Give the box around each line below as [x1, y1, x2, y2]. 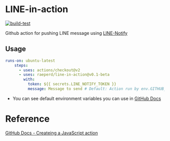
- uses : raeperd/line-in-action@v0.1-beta [18, 72, 110, 77]
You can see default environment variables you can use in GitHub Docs [12, 95, 161, 102]
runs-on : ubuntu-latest [5, 58, 56, 63]
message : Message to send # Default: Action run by [27, 86, 139, 91]
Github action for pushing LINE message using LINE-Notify [5, 30, 128, 36]
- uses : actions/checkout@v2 [18, 67, 80, 73]
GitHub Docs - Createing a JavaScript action [5, 130, 98, 136]
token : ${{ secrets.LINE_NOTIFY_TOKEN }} [27, 82, 116, 87]
